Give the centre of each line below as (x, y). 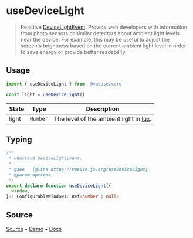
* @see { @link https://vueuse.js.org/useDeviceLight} (78, 169)
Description (103, 108)
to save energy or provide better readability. (74, 52)
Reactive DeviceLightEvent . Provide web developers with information (104, 27)
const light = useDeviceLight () (45, 94)
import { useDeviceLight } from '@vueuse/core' (65, 84)
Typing (19, 139)
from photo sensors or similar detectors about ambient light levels (100, 33)
